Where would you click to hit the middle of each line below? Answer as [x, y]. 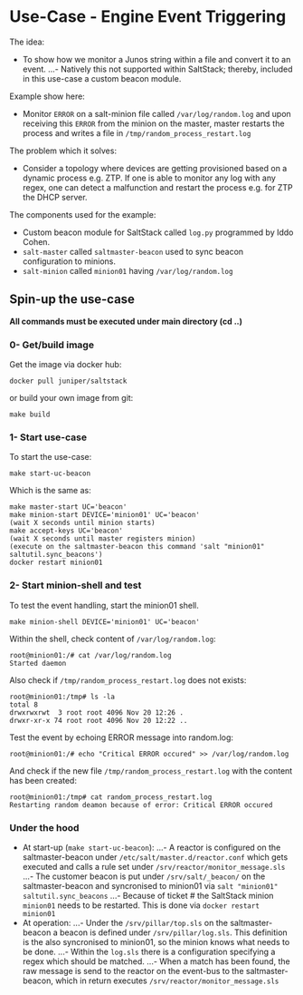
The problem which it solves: [63, 151]
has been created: [43, 780]
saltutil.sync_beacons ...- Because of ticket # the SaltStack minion [148, 895]
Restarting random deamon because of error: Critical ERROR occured [141, 805]
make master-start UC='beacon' [68, 507]
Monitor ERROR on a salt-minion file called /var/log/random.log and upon [156, 113]
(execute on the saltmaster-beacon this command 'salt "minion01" [137, 547]
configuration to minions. [69, 261]
